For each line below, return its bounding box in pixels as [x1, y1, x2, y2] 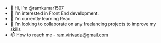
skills [10, 26, 21, 32]
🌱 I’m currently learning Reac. [10, 16, 72, 21]
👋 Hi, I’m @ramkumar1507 [10, 5, 64, 11]
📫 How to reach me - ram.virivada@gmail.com [10, 32, 108, 38]
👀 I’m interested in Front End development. [10, 10, 99, 16]
